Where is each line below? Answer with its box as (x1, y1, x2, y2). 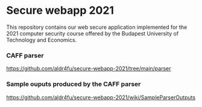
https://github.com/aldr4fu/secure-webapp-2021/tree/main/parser (6, 65, 171, 72)
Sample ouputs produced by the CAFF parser (6, 80, 141, 88)
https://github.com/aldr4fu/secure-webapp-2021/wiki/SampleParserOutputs (6, 94, 196, 101)
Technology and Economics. (6, 36, 77, 43)
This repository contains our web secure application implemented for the (6, 23, 188, 31)
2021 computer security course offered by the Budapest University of (6, 29, 179, 37)
